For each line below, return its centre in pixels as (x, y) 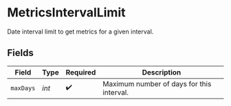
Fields (21, 53)
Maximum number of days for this (157, 83)
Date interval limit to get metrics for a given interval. (80, 31)
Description (162, 72)
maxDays (23, 88)
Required (81, 72)
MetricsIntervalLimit (66, 13)
